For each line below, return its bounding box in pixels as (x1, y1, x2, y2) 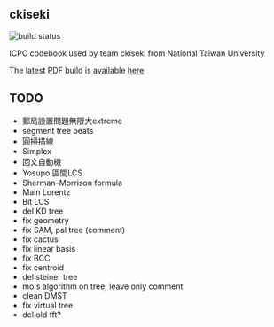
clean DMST (21, 290, 68, 300)
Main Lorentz (21, 186, 71, 198)
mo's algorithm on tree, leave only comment (21, 281, 184, 292)
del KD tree (21, 206, 64, 216)
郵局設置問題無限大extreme (21, 115, 122, 126)
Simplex (21, 145, 51, 156)
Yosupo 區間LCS (21, 167, 82, 178)
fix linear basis (21, 243, 76, 253)
